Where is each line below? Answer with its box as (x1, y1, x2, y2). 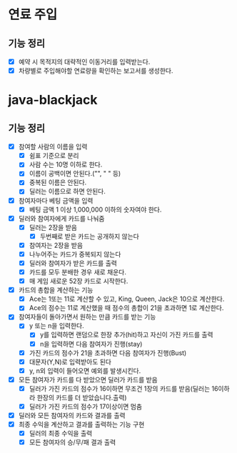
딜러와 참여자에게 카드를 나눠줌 (18, 214, 105, 222)
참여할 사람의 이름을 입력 (18, 142, 88, 151)
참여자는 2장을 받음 (29, 241, 84, 249)
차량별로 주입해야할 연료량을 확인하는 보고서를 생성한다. (18, 66, 173, 75)
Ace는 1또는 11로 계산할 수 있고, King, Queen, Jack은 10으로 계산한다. (29, 294, 225, 304)
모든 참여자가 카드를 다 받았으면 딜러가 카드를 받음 (18, 375, 158, 384)
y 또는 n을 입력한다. (29, 322, 84, 330)
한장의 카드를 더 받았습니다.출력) (36, 393, 127, 402)
